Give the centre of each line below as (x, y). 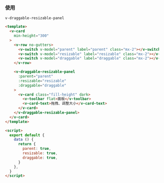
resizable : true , (40, 153)
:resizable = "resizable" (42, 81)
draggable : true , (40, 158)
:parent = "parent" (36, 77)
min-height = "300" (31, 36)
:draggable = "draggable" (42, 85)
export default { (27, 135)
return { (27, 144)
